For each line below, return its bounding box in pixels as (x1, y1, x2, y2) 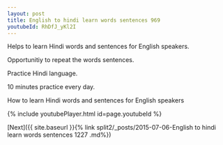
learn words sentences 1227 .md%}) (7, 130, 111, 139)
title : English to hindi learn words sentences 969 (7, 17, 160, 24)
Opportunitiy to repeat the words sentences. (7, 56, 134, 64)
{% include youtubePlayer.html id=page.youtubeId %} (7, 109, 162, 119)
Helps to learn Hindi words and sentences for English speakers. (7, 43, 190, 51)
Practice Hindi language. (7, 69, 78, 77)
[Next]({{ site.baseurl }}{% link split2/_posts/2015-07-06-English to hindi (7, 123, 217, 132)
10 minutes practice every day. (7, 83, 95, 91)
